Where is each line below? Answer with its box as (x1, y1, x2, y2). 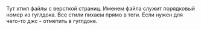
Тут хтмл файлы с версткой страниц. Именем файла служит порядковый (6, 5, 195, 12)
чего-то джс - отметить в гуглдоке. (6, 18, 98, 24)
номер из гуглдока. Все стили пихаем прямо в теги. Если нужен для (6, 11, 183, 18)
